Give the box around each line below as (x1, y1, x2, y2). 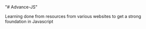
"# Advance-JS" (5, 4, 38, 10)
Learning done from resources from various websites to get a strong (5, 14, 141, 19)
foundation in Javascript (5, 19, 53, 24)
